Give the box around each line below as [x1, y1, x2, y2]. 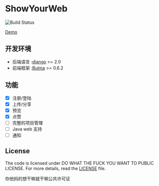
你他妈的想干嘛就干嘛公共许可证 [5, 176, 70, 182]
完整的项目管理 [12, 120, 43, 125]
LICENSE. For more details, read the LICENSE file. [5, 165, 106, 171]
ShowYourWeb [5, 3, 68, 14]
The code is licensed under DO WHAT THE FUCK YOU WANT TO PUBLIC [5, 160, 154, 166]
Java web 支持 [12, 126, 42, 132]
